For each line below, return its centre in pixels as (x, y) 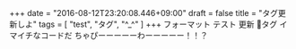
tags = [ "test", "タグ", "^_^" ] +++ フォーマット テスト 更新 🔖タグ (158, 24)
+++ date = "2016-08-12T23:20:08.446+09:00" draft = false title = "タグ (144, 13)
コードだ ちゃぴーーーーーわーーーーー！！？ (124, 35)
